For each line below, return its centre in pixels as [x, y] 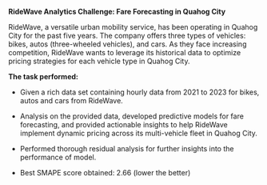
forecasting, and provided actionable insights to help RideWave [124, 125]
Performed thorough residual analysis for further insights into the [127, 149]
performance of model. [58, 157]
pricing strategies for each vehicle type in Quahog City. [99, 61]
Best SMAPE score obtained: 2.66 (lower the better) [105, 173]
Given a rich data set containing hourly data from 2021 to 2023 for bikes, [139, 92]
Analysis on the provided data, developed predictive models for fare [132, 116]
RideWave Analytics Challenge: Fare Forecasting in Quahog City [117, 12]
